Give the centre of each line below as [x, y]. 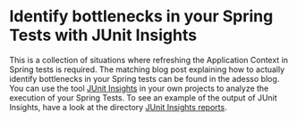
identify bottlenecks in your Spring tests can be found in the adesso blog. [144, 78]
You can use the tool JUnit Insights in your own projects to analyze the [139, 88]
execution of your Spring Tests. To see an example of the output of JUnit [143, 97]
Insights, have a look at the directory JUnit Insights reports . [118, 107]
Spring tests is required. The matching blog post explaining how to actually [147, 69]
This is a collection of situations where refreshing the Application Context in [149, 60]
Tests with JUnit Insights [103, 35]
